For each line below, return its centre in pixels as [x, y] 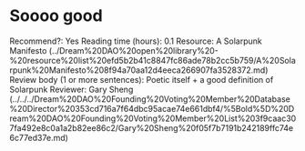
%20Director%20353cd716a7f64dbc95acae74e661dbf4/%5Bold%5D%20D [152, 108]
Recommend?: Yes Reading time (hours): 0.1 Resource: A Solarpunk [136, 41]
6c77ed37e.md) [39, 137]
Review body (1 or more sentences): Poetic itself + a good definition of [142, 79]
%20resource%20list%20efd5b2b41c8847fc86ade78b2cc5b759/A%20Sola [152, 60]
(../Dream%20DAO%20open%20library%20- [133, 50]
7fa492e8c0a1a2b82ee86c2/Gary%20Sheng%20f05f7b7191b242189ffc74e [152, 127]
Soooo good [56, 16]
